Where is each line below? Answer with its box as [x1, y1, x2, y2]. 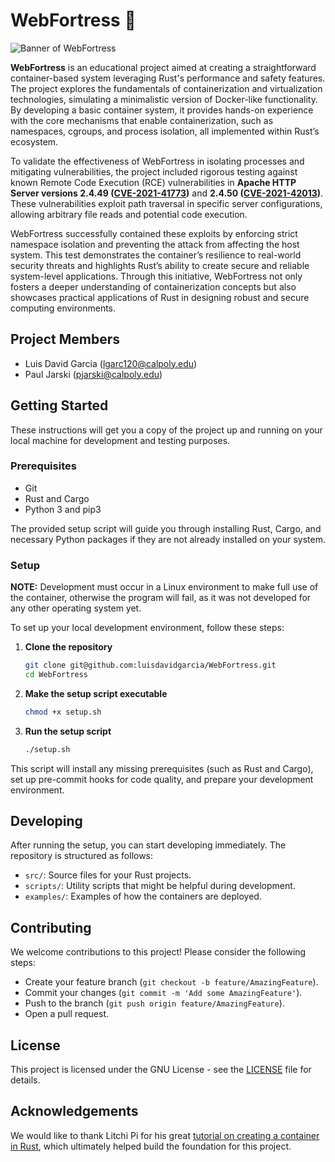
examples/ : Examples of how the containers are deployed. [24, 890, 262, 903]
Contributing [10, 919, 92, 936]
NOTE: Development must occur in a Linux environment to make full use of [10, 581, 319, 593]
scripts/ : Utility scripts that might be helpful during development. [24, 880, 296, 892]
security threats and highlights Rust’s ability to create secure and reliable [10, 259, 310, 271]
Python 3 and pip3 [24, 503, 102, 515]
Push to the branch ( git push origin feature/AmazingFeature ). [24, 997, 285, 1009]
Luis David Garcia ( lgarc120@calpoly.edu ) [24, 357, 198, 369]
